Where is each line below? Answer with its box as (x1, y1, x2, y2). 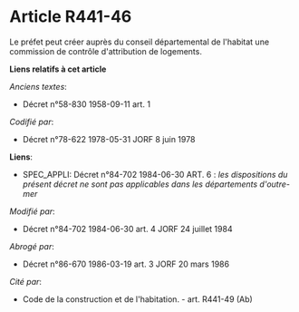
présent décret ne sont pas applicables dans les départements (22, 179, 258, 190)
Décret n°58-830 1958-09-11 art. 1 (22, 98, 151, 110)
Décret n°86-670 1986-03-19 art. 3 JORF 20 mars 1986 (22, 258, 229, 269)
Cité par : (9, 276, 43, 287)
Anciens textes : (9, 81, 68, 92)
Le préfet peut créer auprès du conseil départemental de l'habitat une (9, 36, 270, 47)
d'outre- (259, 179, 291, 190)
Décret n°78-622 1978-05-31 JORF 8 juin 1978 (22, 133, 196, 144)
